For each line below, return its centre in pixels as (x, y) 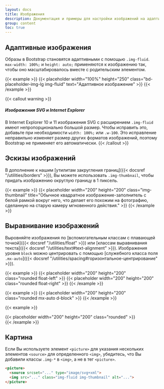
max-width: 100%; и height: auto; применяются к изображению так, (76, 64)
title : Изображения (25, 14)
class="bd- (141, 79)
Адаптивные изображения (48, 48)
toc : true (15, 28)
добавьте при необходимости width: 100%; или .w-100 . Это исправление (81, 133)
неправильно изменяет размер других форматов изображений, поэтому (81, 137)
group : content (20, 23)
